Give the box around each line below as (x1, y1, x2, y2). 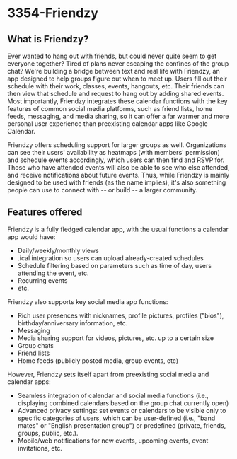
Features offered (7, 207, 83, 219)
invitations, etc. (17, 443, 62, 452)
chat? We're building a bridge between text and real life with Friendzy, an (7, 67, 221, 75)
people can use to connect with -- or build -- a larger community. (7, 186, 198, 194)
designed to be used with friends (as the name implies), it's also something (7, 178, 226, 187)
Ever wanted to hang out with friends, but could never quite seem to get (7, 52, 217, 60)
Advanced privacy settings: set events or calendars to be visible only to (17, 406, 226, 414)
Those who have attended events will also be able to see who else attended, (7, 163, 230, 171)
